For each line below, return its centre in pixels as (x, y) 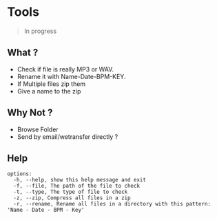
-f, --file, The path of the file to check (76, 186)
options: (20, 174)
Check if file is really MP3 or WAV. (65, 69)
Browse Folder (38, 129)
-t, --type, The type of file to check (71, 192)
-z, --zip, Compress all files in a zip (72, 198)
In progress (40, 31)
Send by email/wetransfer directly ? (68, 136)
